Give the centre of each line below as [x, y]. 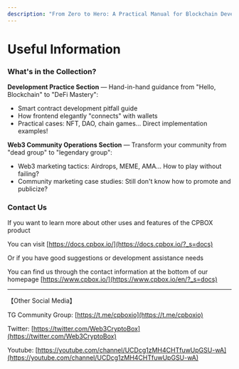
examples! [33, 131]
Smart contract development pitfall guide [78, 108]
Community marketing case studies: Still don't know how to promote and [124, 182]
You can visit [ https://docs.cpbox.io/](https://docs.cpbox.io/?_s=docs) [110, 244]
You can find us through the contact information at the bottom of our [108, 272]
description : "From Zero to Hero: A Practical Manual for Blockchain [113, 14]
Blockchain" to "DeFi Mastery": [53, 95]
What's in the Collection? [52, 71]
